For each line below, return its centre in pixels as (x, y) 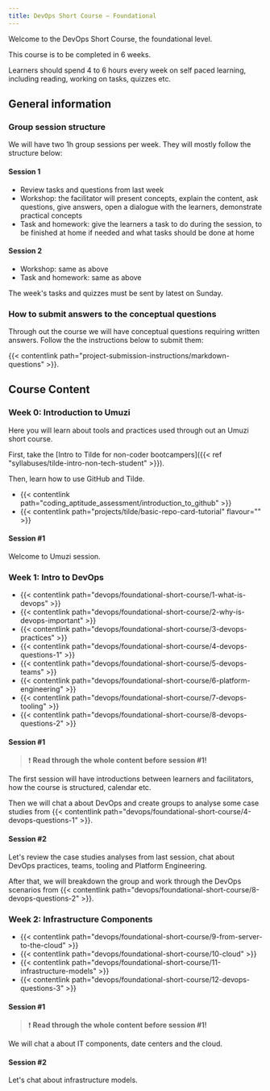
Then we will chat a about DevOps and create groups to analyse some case (134, 803)
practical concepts (51, 215)
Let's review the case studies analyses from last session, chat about (122, 857)
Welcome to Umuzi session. (54, 556)
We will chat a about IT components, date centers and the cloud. (116, 1044)
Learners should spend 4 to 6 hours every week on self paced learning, (127, 70)
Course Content (49, 389)
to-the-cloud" (43, 945)
